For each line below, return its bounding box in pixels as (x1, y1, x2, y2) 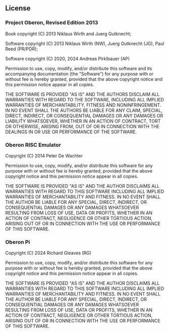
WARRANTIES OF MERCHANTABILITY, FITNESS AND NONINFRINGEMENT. (5, 102, 161, 108)
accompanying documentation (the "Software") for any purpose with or (5, 71, 154, 77)
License (5, 4, 31, 13)
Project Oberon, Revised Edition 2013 (5, 19, 98, 26)
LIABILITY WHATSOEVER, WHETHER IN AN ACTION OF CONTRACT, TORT (5, 118, 161, 124)
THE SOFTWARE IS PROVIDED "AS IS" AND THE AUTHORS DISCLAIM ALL (5, 91, 160, 97)
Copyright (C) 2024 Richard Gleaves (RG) (5, 250, 92, 256)
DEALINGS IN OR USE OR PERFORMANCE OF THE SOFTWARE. (5, 129, 137, 135)
